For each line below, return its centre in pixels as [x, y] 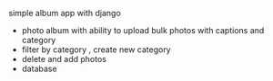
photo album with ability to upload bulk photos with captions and [143, 30]
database [39, 68]
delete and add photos [64, 59]
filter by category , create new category [96, 49]
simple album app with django [65, 13]
